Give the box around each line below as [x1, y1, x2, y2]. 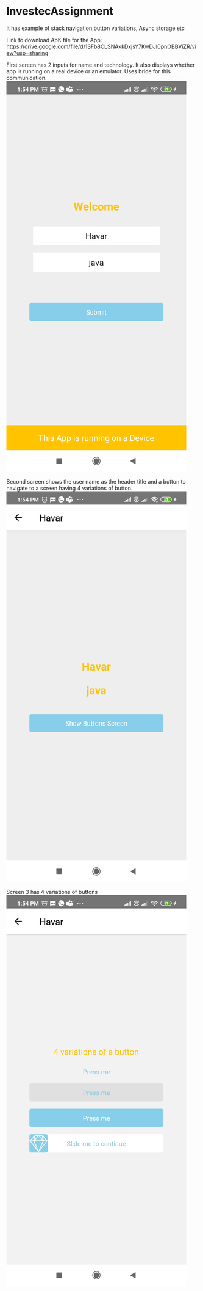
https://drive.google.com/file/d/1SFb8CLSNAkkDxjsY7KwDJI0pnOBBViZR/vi [6, 43, 197, 50]
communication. [6, 74, 47, 81]
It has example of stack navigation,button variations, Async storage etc [6, 24, 185, 32]
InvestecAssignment [6, 4, 114, 18]
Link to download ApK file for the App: [6, 36, 102, 43]
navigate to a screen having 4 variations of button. [6, 484, 133, 492]
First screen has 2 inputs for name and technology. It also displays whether [6, 61, 195, 68]
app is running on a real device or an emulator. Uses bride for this [6, 67, 171, 75]
